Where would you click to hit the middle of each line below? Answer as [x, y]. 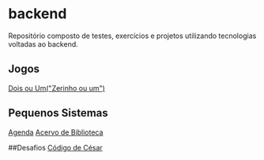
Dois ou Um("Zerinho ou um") [57, 88]
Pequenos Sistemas [58, 113]
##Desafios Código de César [55, 147]
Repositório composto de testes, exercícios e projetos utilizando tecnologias [132, 36]
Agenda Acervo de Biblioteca [56, 132]
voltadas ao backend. [43, 44]
